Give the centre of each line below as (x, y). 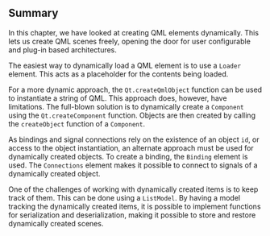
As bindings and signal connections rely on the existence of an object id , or (134, 139)
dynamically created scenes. (56, 223)
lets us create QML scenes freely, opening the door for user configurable (130, 41)
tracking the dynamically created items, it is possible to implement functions (135, 206)
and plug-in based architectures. (62, 50)
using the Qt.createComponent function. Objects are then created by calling (132, 115)
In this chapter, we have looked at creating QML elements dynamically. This (134, 32)
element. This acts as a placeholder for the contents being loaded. (118, 74)
